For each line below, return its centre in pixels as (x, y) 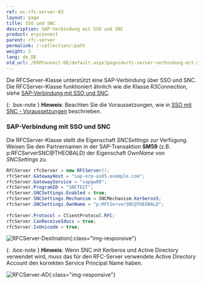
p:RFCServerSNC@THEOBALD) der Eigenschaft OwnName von (86, 153)
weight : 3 (19, 52)
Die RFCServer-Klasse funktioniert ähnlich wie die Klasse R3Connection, (97, 86)
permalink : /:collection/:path (46, 46)
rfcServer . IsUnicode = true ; (43, 227)
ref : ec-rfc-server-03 (35, 12)
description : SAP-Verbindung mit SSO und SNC (65, 29)
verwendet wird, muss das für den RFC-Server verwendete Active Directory (101, 257)
